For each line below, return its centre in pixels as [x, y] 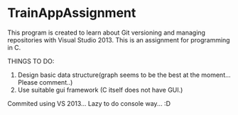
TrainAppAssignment [72, 13]
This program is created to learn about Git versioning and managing [107, 32]
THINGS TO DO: [31, 61]
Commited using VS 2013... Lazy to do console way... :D [89, 103]
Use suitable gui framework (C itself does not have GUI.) [100, 90]
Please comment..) [45, 82]
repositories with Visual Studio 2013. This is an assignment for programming [119, 40]
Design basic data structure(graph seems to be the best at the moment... [124, 75]
